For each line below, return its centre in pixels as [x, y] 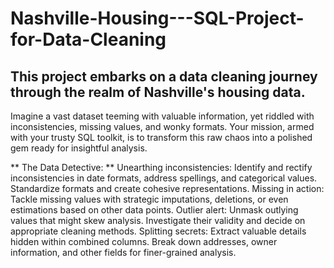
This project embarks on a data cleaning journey [164, 76]
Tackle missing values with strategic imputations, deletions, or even [149, 199]
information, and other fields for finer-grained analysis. [123, 252]
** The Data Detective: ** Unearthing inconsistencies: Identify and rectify [161, 167]
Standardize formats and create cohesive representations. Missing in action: [167, 188]
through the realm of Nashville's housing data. [158, 92]
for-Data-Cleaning [88, 39]
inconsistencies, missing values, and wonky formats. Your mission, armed [162, 126]
